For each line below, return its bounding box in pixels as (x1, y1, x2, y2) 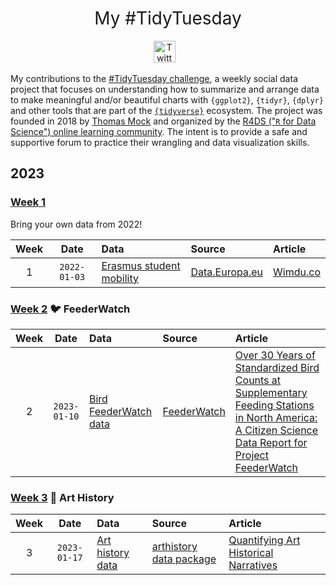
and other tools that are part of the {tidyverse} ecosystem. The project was (10, 104, 323, 116)
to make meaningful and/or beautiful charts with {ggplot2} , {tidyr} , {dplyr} (10, 93, 324, 106)
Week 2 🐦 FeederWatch (10, 302, 131, 316)
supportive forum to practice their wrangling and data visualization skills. (10, 136, 310, 148)
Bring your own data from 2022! (10, 218, 143, 230)
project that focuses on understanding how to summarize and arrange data (10, 83, 320, 95)
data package (151, 552, 217, 566)
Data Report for (234, 435, 308, 449)
